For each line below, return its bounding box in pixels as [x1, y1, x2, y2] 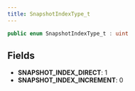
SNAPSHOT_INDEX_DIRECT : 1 [17, 68, 108, 77]
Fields [7, 49, 36, 61]
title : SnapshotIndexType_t [7, 10, 91, 18]
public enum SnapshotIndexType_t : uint [7, 30, 129, 37]
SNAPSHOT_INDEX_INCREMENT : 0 [17, 76, 124, 85]
